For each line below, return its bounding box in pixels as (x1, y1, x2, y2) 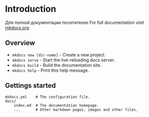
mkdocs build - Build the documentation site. (12, 62, 102, 68)
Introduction (5, 3, 56, 15)
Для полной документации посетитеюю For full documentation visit (5, 19, 145, 25)
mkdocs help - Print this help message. (12, 67, 89, 73)
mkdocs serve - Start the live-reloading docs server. (12, 57, 115, 63)
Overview (5, 39, 36, 47)
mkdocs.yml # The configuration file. (5, 94, 91, 99)
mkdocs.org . (5, 24, 31, 30)
